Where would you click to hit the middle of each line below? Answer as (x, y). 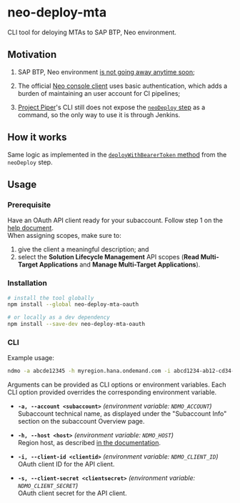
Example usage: (31, 358)
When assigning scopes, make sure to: (64, 236)
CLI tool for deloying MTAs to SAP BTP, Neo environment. (92, 32)
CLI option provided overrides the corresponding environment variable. (112, 392)
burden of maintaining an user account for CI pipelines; (99, 93)
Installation (27, 283)
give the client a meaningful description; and (83, 249)
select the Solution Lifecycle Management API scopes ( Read (109, 257)
